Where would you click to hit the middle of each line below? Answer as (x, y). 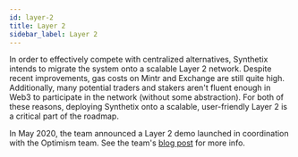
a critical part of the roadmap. (64, 116)
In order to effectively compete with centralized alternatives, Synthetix (139, 60)
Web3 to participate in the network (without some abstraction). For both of (147, 97)
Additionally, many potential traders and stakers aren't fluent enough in (140, 88)
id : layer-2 (31, 17)
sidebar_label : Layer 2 (54, 34)
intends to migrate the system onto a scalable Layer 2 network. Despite (140, 69)
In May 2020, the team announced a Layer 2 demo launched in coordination (149, 134)
